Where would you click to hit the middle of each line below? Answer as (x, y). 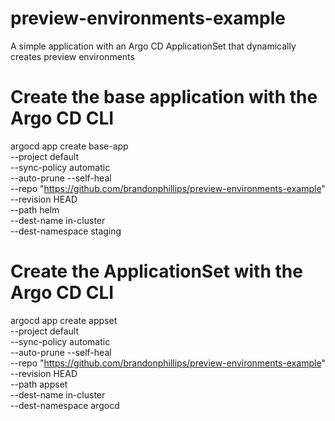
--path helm (35, 209)
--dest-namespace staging (66, 231)
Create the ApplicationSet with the (156, 271)
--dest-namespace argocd (65, 405)
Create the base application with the (164, 97)
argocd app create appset (64, 320)
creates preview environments (72, 56)
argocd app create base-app (69, 146)
